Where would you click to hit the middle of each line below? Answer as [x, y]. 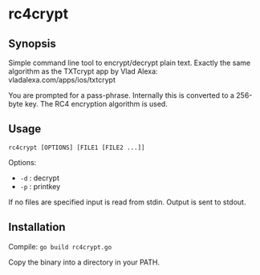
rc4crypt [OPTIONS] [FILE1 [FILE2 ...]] [77, 148]
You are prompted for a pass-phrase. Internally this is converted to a [122, 95]
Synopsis [32, 44]
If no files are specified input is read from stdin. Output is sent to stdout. [127, 202]
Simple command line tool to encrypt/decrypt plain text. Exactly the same [130, 63]
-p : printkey [40, 186]
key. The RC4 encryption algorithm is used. [96, 104]
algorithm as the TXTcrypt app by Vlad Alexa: [83, 71]
